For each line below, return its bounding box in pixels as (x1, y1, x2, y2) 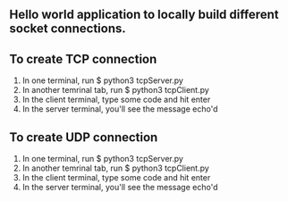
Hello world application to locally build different (9, 7, 279, 22)
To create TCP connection (9, 51, 157, 66)
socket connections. (9, 21, 127, 37)
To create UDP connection (9, 130, 158, 145)
